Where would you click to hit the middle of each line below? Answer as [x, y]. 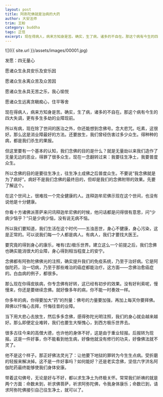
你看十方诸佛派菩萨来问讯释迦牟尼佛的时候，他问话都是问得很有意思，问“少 [81, 212]
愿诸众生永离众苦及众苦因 [31, 81]
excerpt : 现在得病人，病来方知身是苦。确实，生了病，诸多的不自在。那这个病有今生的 [80, 37]
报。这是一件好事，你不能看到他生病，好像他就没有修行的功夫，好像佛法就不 [81, 339]
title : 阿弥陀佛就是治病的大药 [33, 14]
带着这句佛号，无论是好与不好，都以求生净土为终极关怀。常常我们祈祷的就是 [81, 378]
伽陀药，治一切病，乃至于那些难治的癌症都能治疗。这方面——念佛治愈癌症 [79, 267]
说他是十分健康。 [22, 201]
